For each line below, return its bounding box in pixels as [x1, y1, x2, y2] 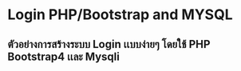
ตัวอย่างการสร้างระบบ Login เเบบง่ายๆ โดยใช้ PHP [7, 37, 211, 51]
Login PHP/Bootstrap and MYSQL [7, 6, 233, 24]
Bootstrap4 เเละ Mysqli [7, 49, 120, 63]
